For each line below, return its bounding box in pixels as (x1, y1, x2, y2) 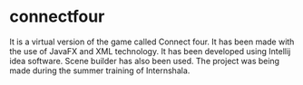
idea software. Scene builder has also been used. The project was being (9, 55, 279, 66)
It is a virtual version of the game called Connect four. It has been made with (9, 36, 295, 47)
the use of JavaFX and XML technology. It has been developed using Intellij (9, 45, 291, 56)
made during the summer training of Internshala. (9, 65, 191, 76)
